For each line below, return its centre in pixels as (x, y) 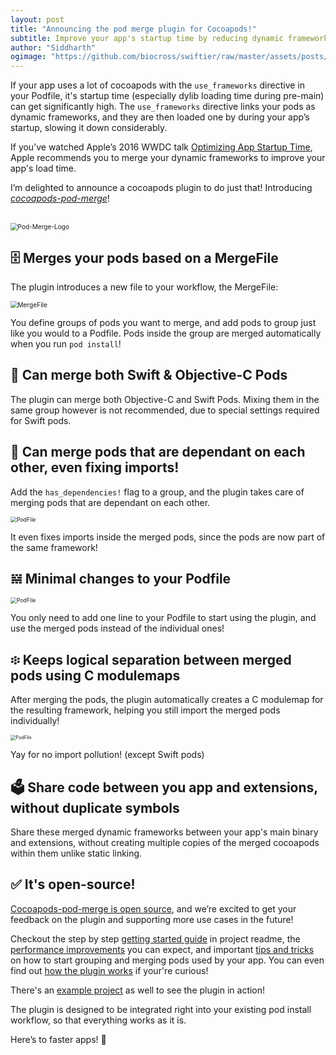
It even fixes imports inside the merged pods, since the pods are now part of (168, 537)
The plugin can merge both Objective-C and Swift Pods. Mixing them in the (165, 399)
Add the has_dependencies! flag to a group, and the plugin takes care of (157, 492)
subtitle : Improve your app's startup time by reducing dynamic (147, 38)
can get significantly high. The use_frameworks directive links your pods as (163, 107)
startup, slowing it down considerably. (89, 128)
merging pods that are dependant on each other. (110, 502)
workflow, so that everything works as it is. (98, 1020)
